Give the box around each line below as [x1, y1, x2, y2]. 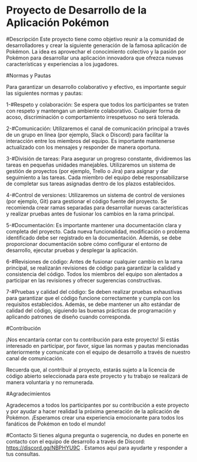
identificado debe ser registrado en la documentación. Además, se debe [6, 234, 182, 241]
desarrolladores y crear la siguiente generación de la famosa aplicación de [6, 42, 187, 49]
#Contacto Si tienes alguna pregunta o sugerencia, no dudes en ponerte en [6, 431, 189, 438]
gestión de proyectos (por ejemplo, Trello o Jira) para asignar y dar [6, 167, 169, 174]
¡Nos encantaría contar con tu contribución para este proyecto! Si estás [6, 336, 179, 343]
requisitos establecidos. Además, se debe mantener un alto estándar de [6, 301, 181, 308]
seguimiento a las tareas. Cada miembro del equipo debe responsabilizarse [6, 174, 189, 181]
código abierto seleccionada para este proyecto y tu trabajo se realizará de [6, 372, 188, 380]
